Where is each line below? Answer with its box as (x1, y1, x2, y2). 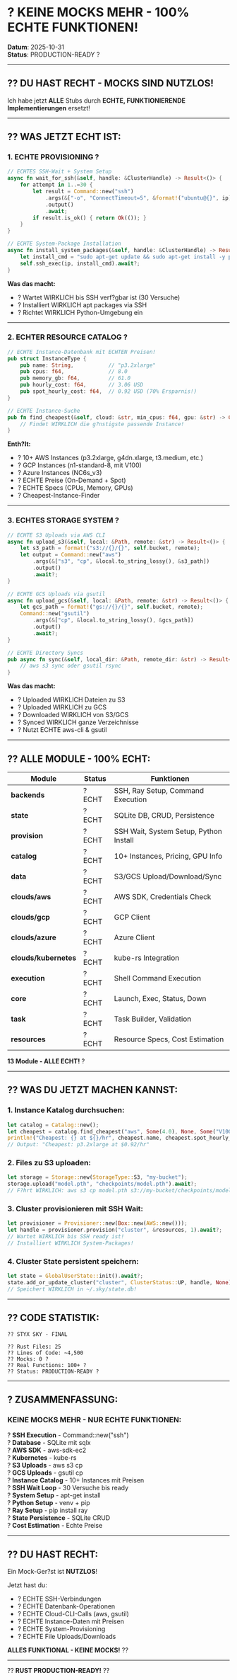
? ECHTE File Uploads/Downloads (17, 1633, 116, 1641)
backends (11, 790, 45, 800)
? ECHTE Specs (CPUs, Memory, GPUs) (17, 484, 133, 492)
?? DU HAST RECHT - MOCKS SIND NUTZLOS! (7, 77, 214, 89)
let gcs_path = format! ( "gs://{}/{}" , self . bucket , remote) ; (20, 603, 203, 611)
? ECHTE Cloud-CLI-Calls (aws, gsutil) (17, 1610, 129, 1618)
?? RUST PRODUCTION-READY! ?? (7, 1667, 110, 1675)
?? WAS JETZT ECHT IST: (7, 131, 121, 143)
